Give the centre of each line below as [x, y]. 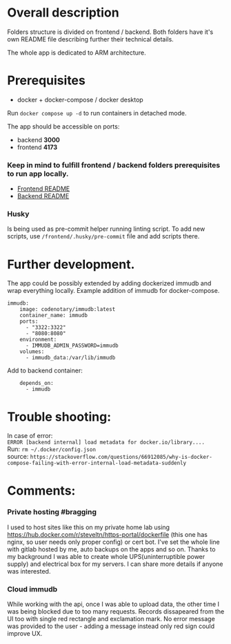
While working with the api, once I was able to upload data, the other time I [113, 604]
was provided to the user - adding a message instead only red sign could [111, 626]
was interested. [29, 571]
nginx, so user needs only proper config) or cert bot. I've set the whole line [113, 542]
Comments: [41, 490]
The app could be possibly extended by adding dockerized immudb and [109, 283]
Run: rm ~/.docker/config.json [52, 449]
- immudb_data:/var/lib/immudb [70, 358]
